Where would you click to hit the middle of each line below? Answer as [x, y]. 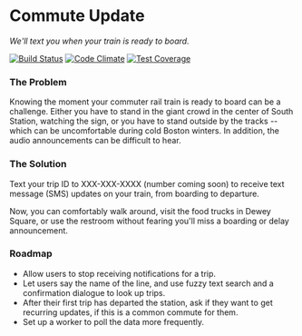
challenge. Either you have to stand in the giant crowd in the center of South [151, 112]
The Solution [38, 164]
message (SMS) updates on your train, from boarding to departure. [135, 193]
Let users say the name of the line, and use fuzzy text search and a [148, 283]
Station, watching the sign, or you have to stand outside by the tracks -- [144, 121]
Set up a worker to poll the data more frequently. [113, 321]
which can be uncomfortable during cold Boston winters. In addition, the [144, 131]
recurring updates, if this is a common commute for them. [130, 312]
